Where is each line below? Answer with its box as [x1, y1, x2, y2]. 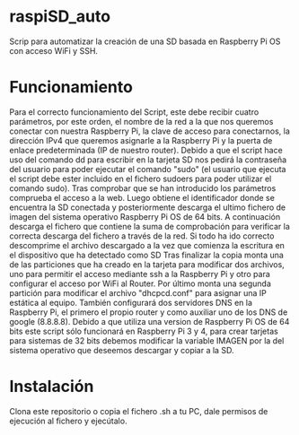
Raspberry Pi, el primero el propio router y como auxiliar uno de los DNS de [9, 307, 288, 318]
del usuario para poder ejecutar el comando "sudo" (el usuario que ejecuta [9, 163, 286, 174]
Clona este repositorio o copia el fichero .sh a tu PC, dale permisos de [9, 405, 268, 416]
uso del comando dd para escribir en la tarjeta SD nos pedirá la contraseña [9, 154, 287, 165]
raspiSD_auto [9, 6, 110, 27]
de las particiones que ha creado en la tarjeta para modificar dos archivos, [9, 258, 285, 270]
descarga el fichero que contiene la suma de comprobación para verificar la [9, 221, 290, 231]
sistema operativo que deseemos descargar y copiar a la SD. [9, 344, 234, 355]
